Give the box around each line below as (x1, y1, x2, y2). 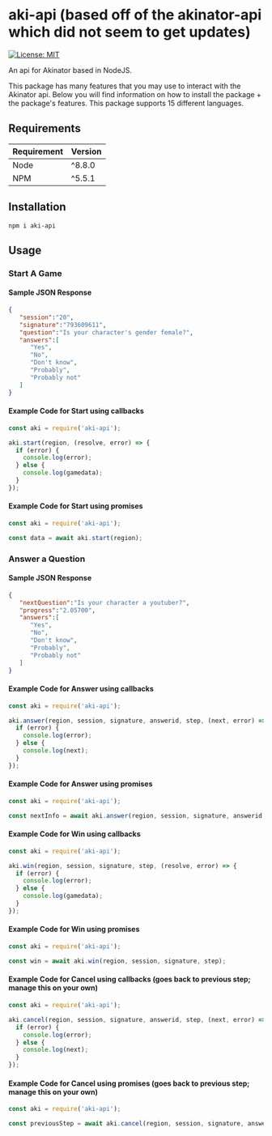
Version (70, 146, 102, 157)
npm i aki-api (8, 221, 57, 230)
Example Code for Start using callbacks (8, 406, 144, 416)
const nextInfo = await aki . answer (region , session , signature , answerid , (8, 811, 266, 819)
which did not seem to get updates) (8, 23, 251, 41)
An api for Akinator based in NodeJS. (8, 65, 132, 74)
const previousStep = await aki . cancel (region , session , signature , (8, 1120, 244, 1128)
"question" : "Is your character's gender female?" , (19, 328, 194, 337)
